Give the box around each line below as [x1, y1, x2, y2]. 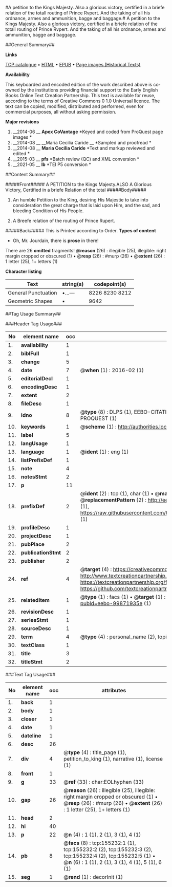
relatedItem [21, 597, 50, 603]
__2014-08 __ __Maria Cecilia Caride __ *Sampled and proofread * [12, 140, 152, 145]
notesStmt [21, 473, 47, 480]
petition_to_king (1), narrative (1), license [63, 755, 163, 762]
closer [21, 715, 37, 723]
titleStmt [21, 658, 42, 665]
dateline [21, 732, 41, 739]
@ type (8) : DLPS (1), [80, 409, 133, 415]
